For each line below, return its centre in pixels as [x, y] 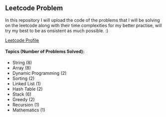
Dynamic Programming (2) [40, 73]
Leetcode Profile [22, 40]
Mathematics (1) [29, 110]
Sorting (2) [23, 78]
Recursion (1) [26, 105]
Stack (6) [22, 94]
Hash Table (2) [28, 89]
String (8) [22, 63]
